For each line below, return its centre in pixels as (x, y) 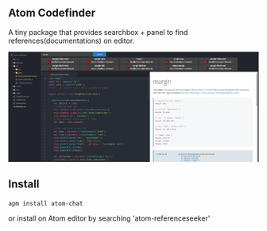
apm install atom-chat (46, 203)
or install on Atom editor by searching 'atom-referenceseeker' (109, 218)
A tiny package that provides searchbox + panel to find (98, 32)
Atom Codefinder (52, 13)
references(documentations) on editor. (72, 40)
